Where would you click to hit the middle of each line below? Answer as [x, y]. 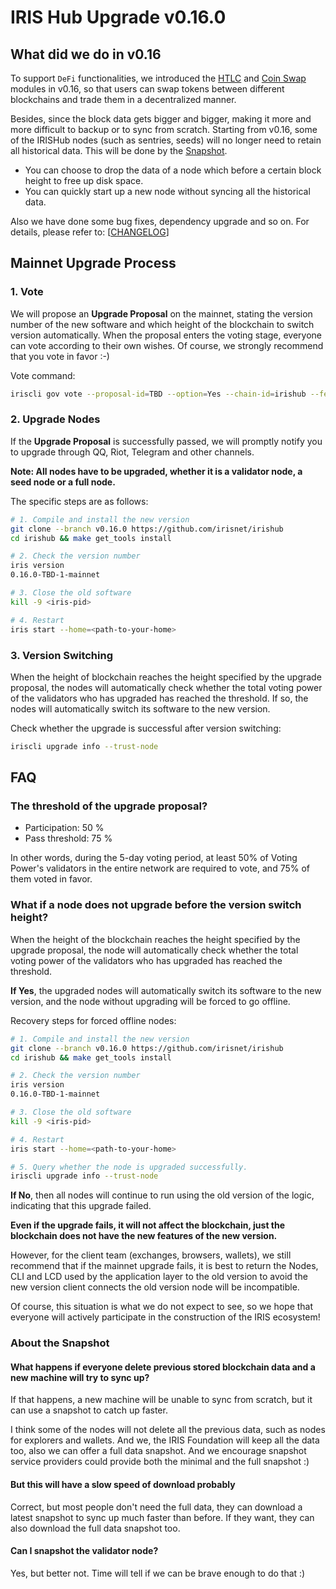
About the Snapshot [60, 1343]
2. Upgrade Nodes [55, 419]
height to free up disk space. [84, 180]
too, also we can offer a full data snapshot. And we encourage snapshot [158, 1451]
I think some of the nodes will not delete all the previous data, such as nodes [168, 1430]
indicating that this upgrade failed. [81, 1206]
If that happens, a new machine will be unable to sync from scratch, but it [161, 1400]
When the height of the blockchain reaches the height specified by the [155, 939]
